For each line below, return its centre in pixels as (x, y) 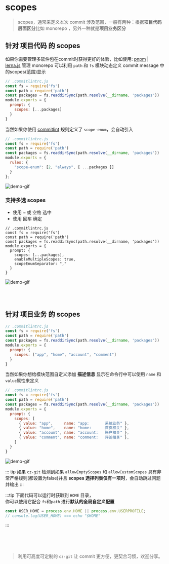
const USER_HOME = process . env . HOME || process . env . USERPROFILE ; (76, 511)
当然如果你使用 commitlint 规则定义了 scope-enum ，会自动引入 (69, 129)
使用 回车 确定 (27, 218)
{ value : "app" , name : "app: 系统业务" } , (74, 423)
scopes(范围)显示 (28, 71)
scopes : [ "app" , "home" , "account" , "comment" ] (65, 354)
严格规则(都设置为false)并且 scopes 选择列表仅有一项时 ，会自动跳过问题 (85, 478)
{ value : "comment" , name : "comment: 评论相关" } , (74, 437)
